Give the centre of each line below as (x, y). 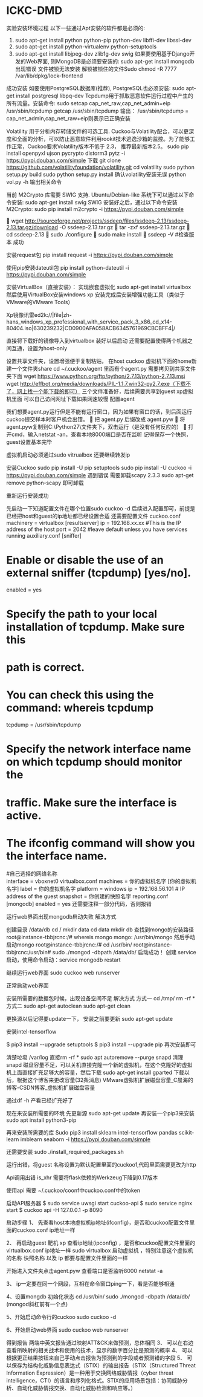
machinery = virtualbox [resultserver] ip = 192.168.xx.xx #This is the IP (94, 523)
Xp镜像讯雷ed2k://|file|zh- (39, 314)
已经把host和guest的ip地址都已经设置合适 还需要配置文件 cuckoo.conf (94, 516)
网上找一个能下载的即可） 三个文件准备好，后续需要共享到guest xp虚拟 (105, 391)
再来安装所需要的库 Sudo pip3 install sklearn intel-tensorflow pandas (92, 1132)
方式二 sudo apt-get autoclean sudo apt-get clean (69, 1006)
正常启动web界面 (27, 985)
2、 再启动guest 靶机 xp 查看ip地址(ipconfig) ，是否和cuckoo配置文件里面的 (101, 1243)
